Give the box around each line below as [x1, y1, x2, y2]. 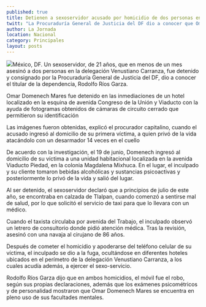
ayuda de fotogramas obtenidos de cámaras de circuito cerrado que [6, 105, 179, 112]
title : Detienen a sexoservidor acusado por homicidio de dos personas [6, 15, 193, 21]
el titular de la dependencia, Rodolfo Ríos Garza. [6, 80, 128, 88]
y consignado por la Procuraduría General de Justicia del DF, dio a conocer [6, 74, 196, 81]
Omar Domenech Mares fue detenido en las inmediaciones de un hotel [6, 92, 185, 99]
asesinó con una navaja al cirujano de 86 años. [6, 230, 125, 238]
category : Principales [6, 37, 64, 44]
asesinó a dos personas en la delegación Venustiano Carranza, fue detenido [6, 67, 199, 74]
